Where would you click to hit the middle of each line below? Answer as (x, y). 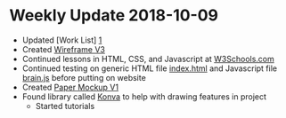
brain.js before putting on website (84, 77)
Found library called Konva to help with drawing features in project (144, 96)
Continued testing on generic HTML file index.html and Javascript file (150, 68)
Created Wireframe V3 (63, 49)
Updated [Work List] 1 (62, 40)
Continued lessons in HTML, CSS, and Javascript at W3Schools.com (148, 59)
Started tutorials (65, 106)
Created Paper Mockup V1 (70, 87)
